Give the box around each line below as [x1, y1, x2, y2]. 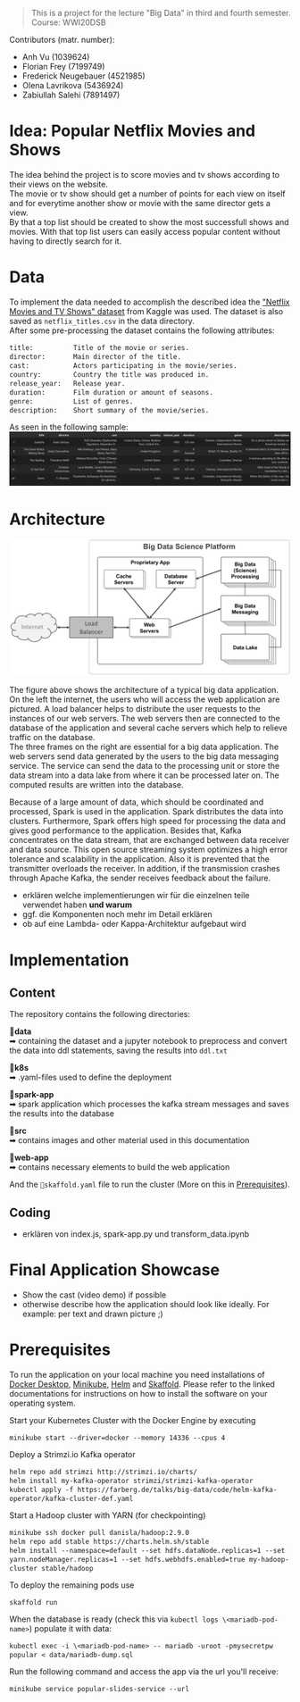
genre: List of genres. [9, 396, 134, 405]
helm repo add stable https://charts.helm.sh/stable [9, 1538, 210, 1547]
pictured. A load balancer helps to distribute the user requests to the [9, 704, 261, 714]
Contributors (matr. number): [9, 35, 115, 45]
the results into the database [9, 1108, 114, 1119]
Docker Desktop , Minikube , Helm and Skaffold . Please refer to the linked [9, 1379, 275, 1389]
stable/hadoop [41, 1564, 94, 1573]
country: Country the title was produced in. [9, 370, 210, 379]
